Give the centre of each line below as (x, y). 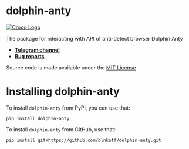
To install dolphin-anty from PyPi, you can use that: (68, 108)
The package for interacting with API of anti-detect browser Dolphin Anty (95, 38)
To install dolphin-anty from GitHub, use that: (61, 129)
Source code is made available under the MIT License (71, 67)
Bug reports (29, 56)
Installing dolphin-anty (63, 92)
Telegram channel (37, 50)
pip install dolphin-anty (38, 118)
